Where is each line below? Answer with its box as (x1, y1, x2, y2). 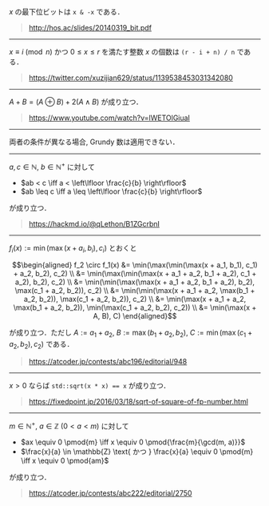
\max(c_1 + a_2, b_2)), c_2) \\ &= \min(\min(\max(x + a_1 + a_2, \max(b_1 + (14, 286, 255, 295)
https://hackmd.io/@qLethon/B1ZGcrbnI (28, 219, 160, 228)
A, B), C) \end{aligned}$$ (93, 311, 177, 321)
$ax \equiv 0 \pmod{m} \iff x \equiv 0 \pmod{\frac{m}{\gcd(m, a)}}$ (20, 437, 246, 447)
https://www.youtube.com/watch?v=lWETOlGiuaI (28, 113, 191, 122)
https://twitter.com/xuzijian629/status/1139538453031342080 (28, 73, 234, 82)
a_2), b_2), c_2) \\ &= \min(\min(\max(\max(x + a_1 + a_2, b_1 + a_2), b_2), (15, 277, 255, 287)
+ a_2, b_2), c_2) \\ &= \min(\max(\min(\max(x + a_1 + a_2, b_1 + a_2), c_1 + (13, 269, 257, 279)
